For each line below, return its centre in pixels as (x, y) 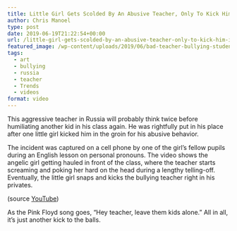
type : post (23, 27)
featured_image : (31, 46)
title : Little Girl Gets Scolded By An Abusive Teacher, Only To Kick (113, 14)
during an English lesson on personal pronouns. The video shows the (108, 155)
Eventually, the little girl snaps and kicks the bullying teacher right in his (111, 177)
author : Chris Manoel (39, 20)
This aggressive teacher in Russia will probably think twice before (103, 119)
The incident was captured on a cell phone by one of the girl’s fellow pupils (116, 148)
